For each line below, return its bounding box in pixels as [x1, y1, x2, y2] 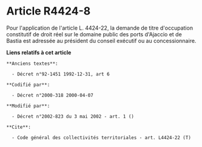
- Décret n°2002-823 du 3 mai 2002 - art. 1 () [12, 113, 135, 119]
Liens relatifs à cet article [6, 48, 72, 56]
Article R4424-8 [6, 4, 91, 18]
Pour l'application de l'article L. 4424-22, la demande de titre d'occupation [6, 24, 193, 31]
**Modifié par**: [6, 103, 50, 109]
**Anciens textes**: [6, 60, 59, 67]
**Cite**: [6, 124, 32, 130]
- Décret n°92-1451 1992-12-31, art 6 [12, 71, 110, 77]
